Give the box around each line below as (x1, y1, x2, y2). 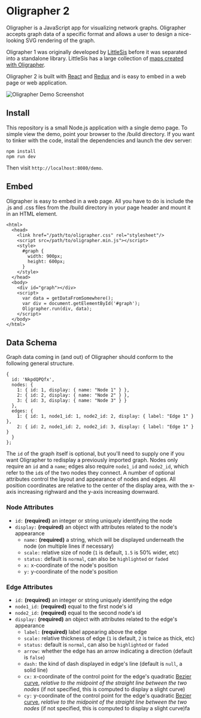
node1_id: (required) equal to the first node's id (14, 602, 133, 610)
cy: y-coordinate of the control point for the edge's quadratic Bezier (23, 692, 191, 699)
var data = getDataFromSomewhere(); (22, 295, 114, 301)
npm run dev (6, 153, 36, 159)
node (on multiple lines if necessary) (23, 542, 114, 550)
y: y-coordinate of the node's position (23, 568, 118, 575)
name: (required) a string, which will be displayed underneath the (23, 536, 184, 543)
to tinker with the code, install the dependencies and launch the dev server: (6, 137, 193, 144)
